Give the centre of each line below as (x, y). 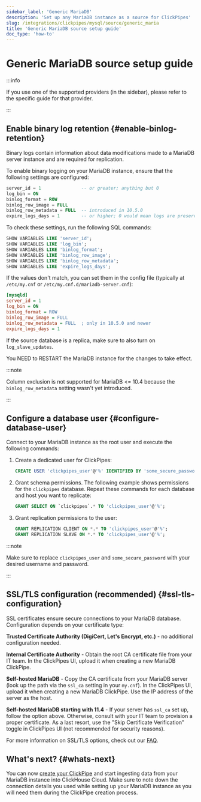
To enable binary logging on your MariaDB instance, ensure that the (90, 170)
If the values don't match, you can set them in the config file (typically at (95, 278)
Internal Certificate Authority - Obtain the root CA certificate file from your (99, 654)
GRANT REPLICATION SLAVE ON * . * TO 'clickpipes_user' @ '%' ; (90, 534)
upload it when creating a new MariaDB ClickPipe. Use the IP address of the (100, 692)
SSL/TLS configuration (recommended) (81, 595)
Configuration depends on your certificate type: (65, 624)
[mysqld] (17, 295)
